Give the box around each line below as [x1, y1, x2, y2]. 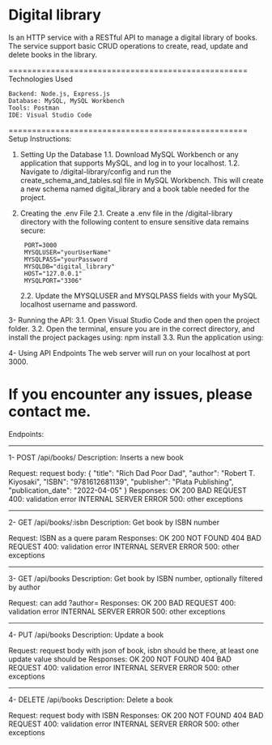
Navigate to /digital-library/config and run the [19, 166, 172, 176]
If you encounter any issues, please [8, 385, 253, 404]
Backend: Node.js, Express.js [8, 89, 111, 98]
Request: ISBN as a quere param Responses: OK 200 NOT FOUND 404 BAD [8, 533, 261, 542]
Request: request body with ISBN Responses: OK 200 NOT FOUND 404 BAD [8, 710, 264, 720]
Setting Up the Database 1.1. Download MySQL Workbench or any [19, 149, 239, 159]
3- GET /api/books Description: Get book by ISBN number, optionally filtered [8, 573, 263, 583]
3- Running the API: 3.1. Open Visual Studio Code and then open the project [8, 315, 261, 325]
